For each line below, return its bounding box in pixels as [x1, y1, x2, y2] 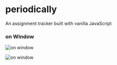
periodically [5, 4, 57, 15]
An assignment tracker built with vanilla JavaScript [5, 20, 112, 26]
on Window [5, 33, 34, 40]
